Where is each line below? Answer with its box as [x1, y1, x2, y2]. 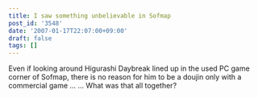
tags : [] [8, 42, 38, 50]
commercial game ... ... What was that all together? [8, 81, 177, 91]
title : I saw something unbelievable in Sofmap [8, 11, 172, 20]
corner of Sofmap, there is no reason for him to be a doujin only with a [8, 72, 242, 82]
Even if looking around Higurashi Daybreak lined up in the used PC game [8, 63, 250, 73]
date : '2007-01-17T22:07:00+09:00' [8, 27, 128, 35]
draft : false [8, 34, 52, 43]
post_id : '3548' [8, 19, 63, 27]
